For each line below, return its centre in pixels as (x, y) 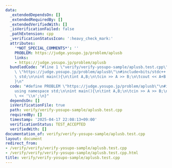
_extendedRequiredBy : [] (36, 19)
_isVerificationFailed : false (42, 29)
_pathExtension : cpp (32, 34)
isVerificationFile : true (38, 106)
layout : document (24, 139)
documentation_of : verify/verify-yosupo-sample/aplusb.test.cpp (75, 134)
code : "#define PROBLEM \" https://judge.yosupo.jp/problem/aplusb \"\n (87, 86)
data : (11, 10)
